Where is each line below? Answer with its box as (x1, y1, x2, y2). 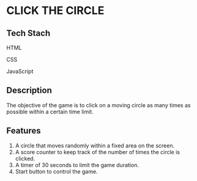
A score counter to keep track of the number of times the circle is (15, 148, 180, 155)
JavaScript (6, 68, 34, 75)
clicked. (15, 155, 35, 162)
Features (6, 126, 41, 136)
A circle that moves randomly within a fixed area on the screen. (15, 141, 175, 149)
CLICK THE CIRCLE (6, 4, 105, 18)
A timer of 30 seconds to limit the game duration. (15, 161, 139, 168)
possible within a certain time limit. (6, 108, 94, 115)
